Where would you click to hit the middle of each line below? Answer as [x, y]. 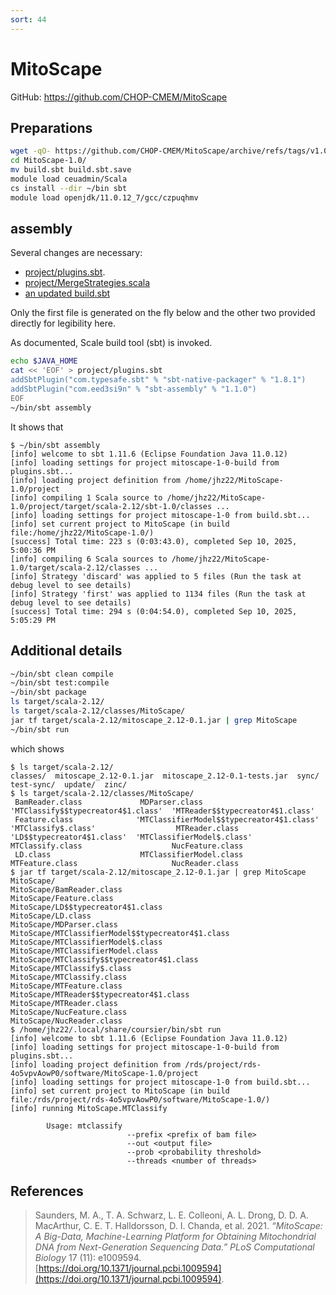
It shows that [37, 427]
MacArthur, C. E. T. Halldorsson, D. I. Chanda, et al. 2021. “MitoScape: [178, 1226]
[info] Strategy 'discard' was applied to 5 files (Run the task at [156, 576]
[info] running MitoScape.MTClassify [89, 1108]
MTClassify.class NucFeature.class [127, 846]
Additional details [66, 651]
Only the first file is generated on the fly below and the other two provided [163, 313]
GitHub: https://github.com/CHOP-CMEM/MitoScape [119, 97]
